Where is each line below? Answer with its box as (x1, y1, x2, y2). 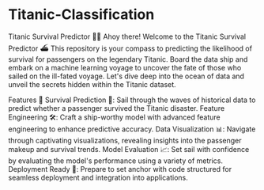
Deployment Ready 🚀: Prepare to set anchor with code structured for (8, 164, 232, 173)
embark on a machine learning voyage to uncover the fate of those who (8, 63, 242, 72)
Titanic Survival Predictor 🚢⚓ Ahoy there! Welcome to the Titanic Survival (8, 32, 247, 41)
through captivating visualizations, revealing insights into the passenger (8, 135, 243, 145)
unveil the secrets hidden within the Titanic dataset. (8, 79, 176, 89)
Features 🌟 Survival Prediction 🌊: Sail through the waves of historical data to (8, 95, 256, 104)
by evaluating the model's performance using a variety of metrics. (8, 156, 224, 165)
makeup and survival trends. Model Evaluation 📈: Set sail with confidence (8, 144, 250, 154)
